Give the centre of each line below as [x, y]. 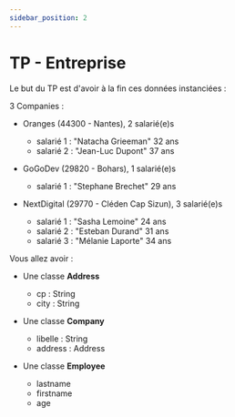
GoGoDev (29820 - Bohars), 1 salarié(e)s [99, 168]
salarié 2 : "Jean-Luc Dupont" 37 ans [105, 150]
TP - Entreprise [68, 62]
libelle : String [62, 339]
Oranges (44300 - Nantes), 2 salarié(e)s [98, 123]
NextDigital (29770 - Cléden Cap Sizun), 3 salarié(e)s [123, 203]
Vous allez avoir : [41, 258]
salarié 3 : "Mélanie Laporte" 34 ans [104, 240]
